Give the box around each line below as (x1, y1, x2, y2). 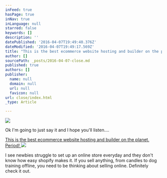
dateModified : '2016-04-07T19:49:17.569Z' (5, 44, 94, 49)
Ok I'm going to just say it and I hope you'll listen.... (5, 127, 109, 133)
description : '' (5, 35, 39, 40)
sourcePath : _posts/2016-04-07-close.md (5, 58, 90, 63)
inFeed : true (5, 7, 32, 12)
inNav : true (5, 16, 30, 21)
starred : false (5, 26, 37, 31)
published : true (5, 63, 39, 68)
